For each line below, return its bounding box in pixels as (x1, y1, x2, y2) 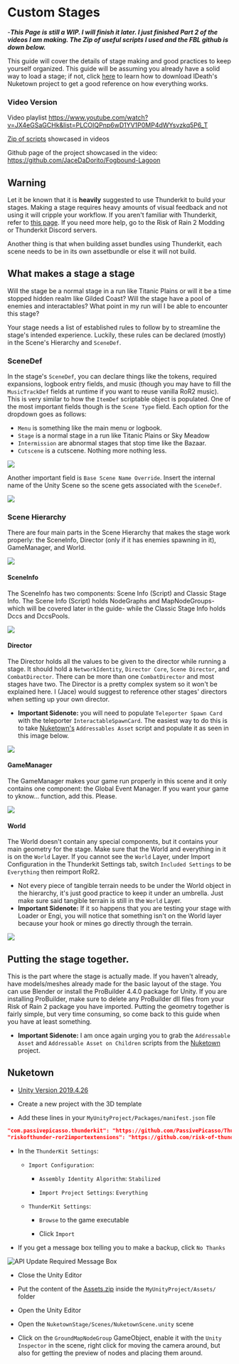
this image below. (17, 731, 70, 740)
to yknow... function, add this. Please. (7, 792, 117, 800)
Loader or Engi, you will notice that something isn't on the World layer (17, 911, 222, 920)
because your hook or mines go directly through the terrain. (17, 919, 193, 928)
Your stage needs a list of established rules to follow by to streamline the (7, 323, 221, 332)
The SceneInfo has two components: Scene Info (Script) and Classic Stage (7, 588, 227, 598)
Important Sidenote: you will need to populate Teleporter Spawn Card (17, 709, 223, 717)
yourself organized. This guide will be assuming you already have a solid (7, 64, 221, 73)
